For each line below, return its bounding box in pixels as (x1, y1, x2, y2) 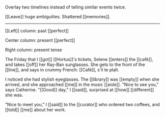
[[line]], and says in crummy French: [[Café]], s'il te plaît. (5, 67, 119, 73)
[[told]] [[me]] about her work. (5, 107, 66, 113)
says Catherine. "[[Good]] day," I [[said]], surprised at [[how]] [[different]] (5, 87, 154, 92)
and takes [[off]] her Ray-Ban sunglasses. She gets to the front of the (5, 61, 145, 67)
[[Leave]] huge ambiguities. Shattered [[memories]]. (5, 14, 110, 19)
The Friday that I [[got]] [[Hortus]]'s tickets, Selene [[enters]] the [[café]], (5, 57, 153, 62)
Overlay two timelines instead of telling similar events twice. (5, 4, 126, 10)
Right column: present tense (5, 47, 62, 53)
